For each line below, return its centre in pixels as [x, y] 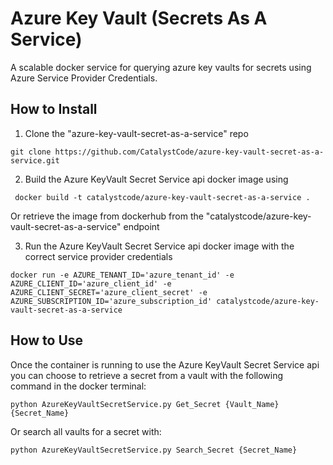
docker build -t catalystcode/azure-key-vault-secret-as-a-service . [162, 197]
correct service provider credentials [98, 256]
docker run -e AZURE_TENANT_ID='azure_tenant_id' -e [122, 275]
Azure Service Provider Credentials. [84, 78]
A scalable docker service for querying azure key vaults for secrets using [161, 67]
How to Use [47, 340]
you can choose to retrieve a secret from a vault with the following [147, 375]
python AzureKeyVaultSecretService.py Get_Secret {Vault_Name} [145, 404]
